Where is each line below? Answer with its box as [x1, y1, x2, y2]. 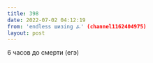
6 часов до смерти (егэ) [7, 48, 79, 57]
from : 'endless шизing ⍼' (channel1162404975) [7, 23, 147, 30]
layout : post [7, 29, 45, 37]
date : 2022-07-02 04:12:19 [7, 17, 86, 24]
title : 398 [7, 10, 39, 17]
